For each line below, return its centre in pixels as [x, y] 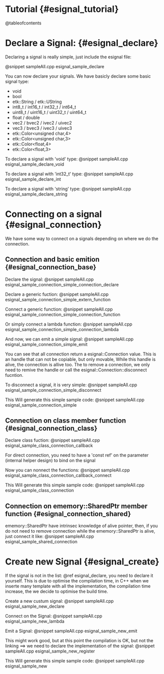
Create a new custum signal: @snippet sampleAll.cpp [59, 601]
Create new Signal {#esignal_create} [82, 562]
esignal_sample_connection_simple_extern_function [58, 299]
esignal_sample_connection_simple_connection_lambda [62, 329]
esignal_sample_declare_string [36, 194]
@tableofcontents [23, 23]
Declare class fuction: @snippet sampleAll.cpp [53, 440]
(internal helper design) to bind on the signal [50, 460]
